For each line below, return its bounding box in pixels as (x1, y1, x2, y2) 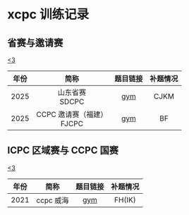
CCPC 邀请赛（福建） (36, 110, 108, 119)
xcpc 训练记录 (7, 6, 90, 23)
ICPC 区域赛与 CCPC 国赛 (7, 145, 118, 156)
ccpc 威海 (36, 195, 69, 205)
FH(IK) (114, 195, 136, 204)
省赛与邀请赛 (7, 37, 63, 49)
